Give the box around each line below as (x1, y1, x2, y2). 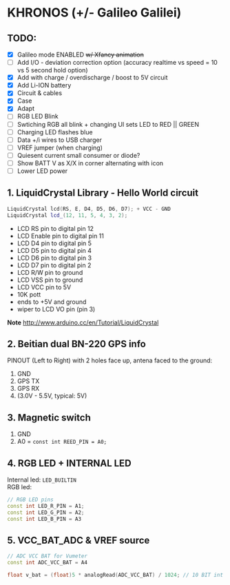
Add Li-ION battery (17, 81, 72, 90)
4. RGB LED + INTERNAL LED (7, 457, 132, 469)
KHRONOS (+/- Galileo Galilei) (7, 5, 182, 21)
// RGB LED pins (7, 496, 54, 503)
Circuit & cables (17, 89, 63, 97)
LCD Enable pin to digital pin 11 (17, 232, 105, 240)
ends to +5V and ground (17, 298, 87, 306)
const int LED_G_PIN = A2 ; (7, 509, 85, 516)
